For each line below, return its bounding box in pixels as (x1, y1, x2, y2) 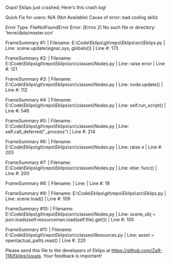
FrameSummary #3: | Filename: (5, 76, 72, 82)
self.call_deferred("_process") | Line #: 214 (5, 128, 96, 135)
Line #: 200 (5, 171, 30, 176)
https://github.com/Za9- (111, 248, 163, 253)
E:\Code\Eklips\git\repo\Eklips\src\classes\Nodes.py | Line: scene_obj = (5, 211, 156, 217)
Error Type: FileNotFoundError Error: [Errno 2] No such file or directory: (5, 24, 156, 30)
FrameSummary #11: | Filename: (5, 227, 73, 233)
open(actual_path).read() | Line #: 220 (5, 237, 86, 243)
